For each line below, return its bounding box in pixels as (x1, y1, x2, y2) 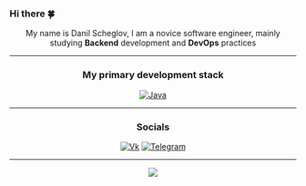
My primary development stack (81, 69, 225, 82)
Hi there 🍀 (9, 7, 56, 20)
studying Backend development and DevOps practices (49, 37, 257, 48)
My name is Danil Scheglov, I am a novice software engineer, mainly (25, 28, 280, 39)
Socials (136, 121, 170, 133)
